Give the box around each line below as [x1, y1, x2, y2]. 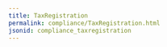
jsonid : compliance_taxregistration [8, 26, 132, 34]
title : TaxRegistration [8, 11, 89, 20]
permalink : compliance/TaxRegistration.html [8, 19, 161, 27]
